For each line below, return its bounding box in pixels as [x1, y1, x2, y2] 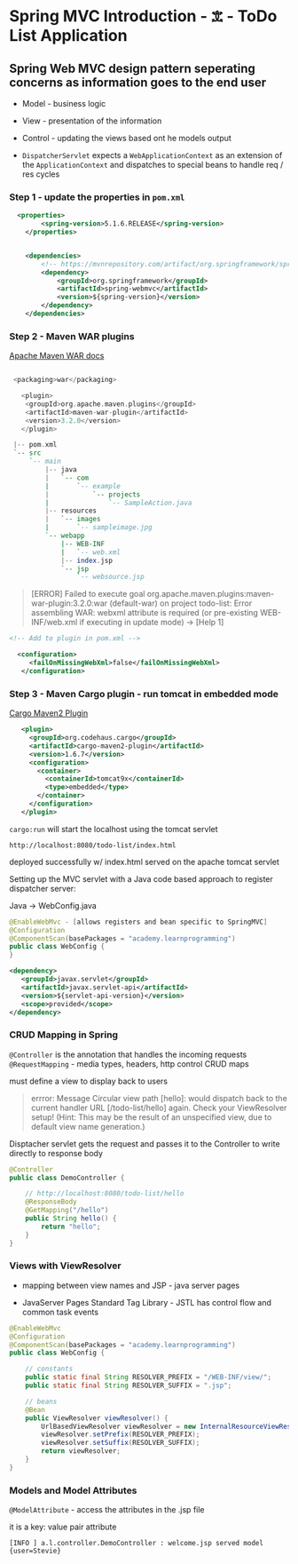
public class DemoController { [9, 1173, 125, 1182]
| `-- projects [44, 489, 141, 499]
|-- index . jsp [60, 556, 114, 565]
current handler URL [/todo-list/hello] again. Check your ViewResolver [30, 1102, 287, 1113]
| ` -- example [44, 481, 122, 490]
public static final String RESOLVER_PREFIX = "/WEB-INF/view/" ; [25, 1373, 272, 1382]
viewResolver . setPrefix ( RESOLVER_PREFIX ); [41, 1430, 200, 1439]
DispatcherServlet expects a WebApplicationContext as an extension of [21, 150, 283, 160]
